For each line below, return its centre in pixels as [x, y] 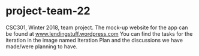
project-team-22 [48, 11]
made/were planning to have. [42, 46]
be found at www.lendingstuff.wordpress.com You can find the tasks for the [99, 33]
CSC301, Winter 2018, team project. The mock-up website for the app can [97, 27]
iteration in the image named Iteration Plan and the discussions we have [94, 40]
